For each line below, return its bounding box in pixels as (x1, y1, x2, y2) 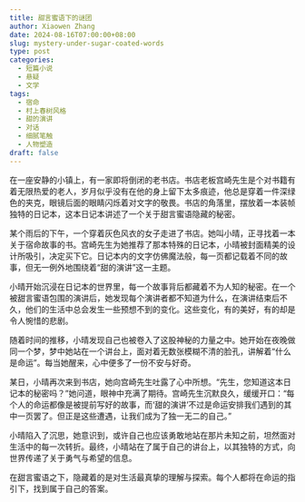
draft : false (9, 148, 59, 157)
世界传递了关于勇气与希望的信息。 (9, 452, 137, 463)
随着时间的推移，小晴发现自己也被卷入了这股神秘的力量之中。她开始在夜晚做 (9, 334, 296, 345)
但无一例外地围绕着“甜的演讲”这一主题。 (25, 261, 176, 272)
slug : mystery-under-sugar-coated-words (9, 38, 165, 48)
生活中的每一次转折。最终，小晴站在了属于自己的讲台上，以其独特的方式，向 (9, 441, 296, 452)
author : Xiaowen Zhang (9, 22, 95, 31)
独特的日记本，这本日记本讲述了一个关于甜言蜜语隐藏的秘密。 (9, 208, 241, 219)
